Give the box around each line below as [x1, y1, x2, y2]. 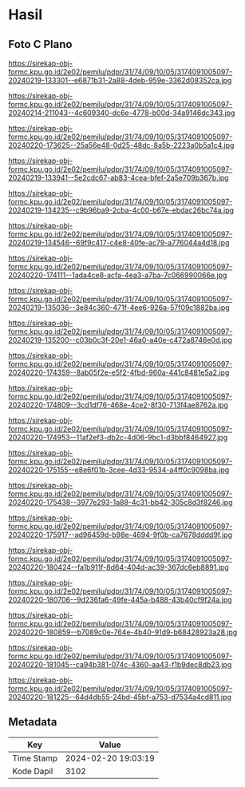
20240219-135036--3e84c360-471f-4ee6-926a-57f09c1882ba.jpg [8, 303, 230, 312]
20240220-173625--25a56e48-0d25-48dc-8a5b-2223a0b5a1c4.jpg [8, 141, 235, 149]
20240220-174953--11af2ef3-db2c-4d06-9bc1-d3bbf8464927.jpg [8, 433, 228, 442]
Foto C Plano [8, 38, 73, 51]
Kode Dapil [12, 765, 53, 777]
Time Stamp [12, 753, 58, 764]
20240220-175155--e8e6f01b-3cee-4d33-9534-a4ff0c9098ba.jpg [8, 465, 230, 475]
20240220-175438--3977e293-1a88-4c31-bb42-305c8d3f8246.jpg [8, 498, 233, 507]
